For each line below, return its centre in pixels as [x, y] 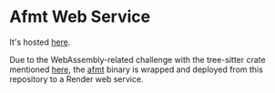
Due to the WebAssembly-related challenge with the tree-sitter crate [137, 59]
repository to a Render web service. [76, 78]
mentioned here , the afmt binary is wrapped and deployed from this [137, 69]
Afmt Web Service [80, 17]
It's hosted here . [40, 42]
